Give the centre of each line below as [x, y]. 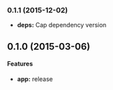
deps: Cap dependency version [62, 25]
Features [20, 64]
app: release [35, 79]
